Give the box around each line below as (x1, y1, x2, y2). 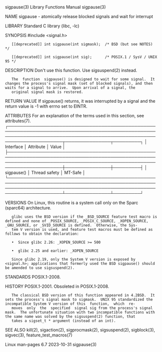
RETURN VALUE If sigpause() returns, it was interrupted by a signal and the (5, 98, 156, 104)
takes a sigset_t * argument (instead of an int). (11, 318, 116, 323)
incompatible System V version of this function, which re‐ (5, 301, 136, 306)
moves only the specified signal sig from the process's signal (11, 306, 153, 311)
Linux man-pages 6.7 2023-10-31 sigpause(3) (5, 342, 97, 347)
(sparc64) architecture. (5, 205, 52, 211)
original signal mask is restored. (11, 90, 83, 94)
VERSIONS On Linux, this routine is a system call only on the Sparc (5, 200, 138, 205)
